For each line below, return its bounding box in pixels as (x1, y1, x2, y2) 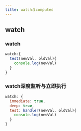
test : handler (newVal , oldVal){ (9, 108, 77, 113)
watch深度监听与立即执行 (5, 83, 67, 89)
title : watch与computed (5, 7, 54, 12)
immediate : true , (9, 98, 46, 104)
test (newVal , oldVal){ (9, 56, 57, 61)
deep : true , (9, 103, 35, 108)
